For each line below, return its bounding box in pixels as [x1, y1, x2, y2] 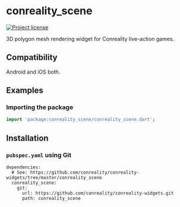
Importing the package [6, 103, 74, 112]
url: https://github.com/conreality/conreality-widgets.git [21, 190, 174, 196]
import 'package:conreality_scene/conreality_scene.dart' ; [6, 117, 156, 123]
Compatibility [6, 52, 58, 63]
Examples [6, 85, 43, 95]
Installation [6, 133, 49, 143]
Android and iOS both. [6, 68, 61, 75]
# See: [11, 170, 28, 176]
